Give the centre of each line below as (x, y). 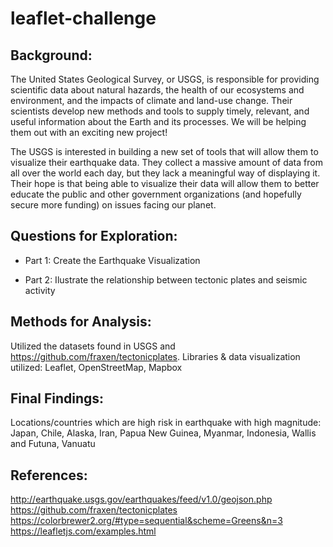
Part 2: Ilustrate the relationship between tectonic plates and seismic (166, 279)
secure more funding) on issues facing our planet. (113, 205)
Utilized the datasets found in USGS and (93, 346)
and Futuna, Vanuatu (53, 444)
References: (49, 475)
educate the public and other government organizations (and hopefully (156, 194)
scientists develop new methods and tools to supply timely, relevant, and (160, 111)
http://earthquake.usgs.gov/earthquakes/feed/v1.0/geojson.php (141, 499)
